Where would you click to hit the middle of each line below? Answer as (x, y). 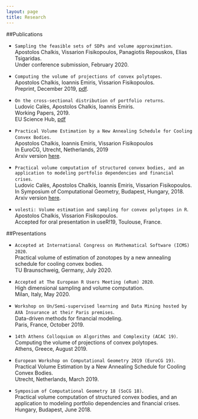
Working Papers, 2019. (42, 113)
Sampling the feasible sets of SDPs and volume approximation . (94, 46)
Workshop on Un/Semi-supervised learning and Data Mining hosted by (101, 306)
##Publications (25, 34)
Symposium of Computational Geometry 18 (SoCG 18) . (79, 391)
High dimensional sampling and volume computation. (79, 288)
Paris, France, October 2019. (49, 325)
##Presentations (26, 233)
